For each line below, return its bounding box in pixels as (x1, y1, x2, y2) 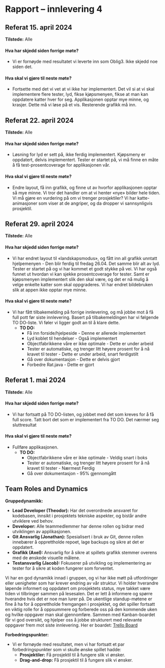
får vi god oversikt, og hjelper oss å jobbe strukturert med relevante (5, 617, 142, 623)
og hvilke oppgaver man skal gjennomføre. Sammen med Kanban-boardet (5, 612, 155, 618)
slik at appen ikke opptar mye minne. (12, 287, 87, 293)
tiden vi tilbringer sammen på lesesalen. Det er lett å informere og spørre (5, 590, 153, 596)
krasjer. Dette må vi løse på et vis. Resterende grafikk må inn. (12, 102, 137, 108)
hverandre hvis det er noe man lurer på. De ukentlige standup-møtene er (5, 596, 153, 602)
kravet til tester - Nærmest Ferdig (27, 465, 95, 471)
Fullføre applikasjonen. (12, 444, 59, 450)
